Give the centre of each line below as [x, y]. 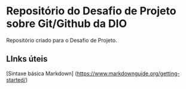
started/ [16, 79]
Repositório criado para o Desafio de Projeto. [62, 40]
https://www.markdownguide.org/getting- [128, 73]
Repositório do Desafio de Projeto [91, 11]
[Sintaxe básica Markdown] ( [42, 73]
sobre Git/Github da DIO [67, 24]
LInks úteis [27, 59]
